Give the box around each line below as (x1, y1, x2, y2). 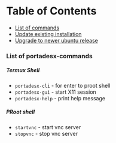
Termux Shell (6, 67, 40, 74)
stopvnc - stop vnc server (14, 130, 78, 137)
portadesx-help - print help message (14, 94, 106, 102)
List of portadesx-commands (6, 52, 93, 60)
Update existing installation (14, 30, 82, 37)
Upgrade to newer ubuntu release (14, 37, 99, 44)
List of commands (14, 24, 60, 31)
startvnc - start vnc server (14, 123, 81, 130)
